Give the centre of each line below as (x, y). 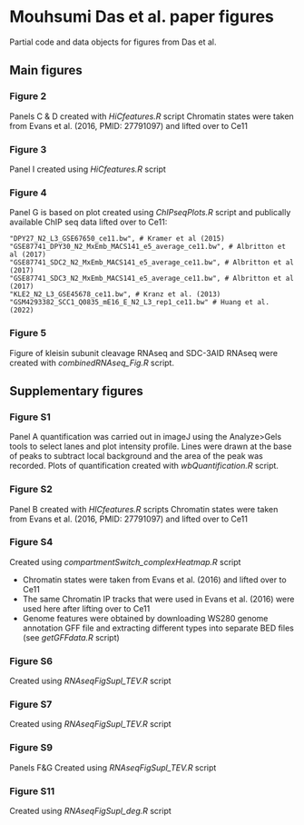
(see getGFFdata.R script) (71, 637)
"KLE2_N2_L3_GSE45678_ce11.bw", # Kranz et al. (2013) (115, 294)
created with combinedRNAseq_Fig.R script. (92, 363)
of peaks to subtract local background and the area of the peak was (136, 456)
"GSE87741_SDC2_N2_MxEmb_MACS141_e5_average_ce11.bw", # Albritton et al (152, 263)
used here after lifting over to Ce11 (86, 608)
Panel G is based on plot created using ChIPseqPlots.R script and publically (150, 213)
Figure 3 (28, 149)
